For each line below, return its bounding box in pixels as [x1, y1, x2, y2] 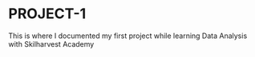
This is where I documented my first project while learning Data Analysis [8, 31, 248, 40]
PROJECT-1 [8, 5, 87, 23]
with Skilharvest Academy [8, 39, 95, 48]
